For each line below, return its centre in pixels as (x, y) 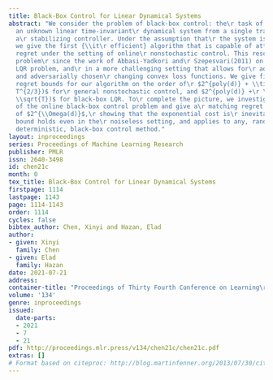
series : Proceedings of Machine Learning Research (96, 144)
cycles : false (32, 220)
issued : (22, 310)
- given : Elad (32, 257)
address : (23, 280)
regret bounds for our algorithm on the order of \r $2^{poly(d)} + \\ (138, 84)
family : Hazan (39, 265)
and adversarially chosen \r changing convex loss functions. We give (136, 76)
